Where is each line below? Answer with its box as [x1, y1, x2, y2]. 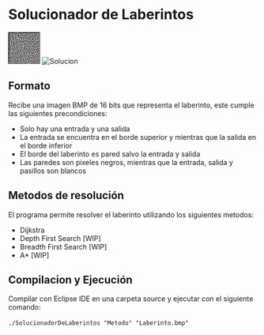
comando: [8, 303, 41, 312]
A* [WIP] [19, 250, 50, 260]
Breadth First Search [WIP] [19, 242, 107, 251]
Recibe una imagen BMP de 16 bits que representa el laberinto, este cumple [8, 100, 255, 110]
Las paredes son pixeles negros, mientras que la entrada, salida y [19, 157, 233, 167]
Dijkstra [19, 225, 45, 235]
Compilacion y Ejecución [8, 273, 133, 286]
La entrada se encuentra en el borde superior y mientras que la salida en [19, 132, 257, 141]
